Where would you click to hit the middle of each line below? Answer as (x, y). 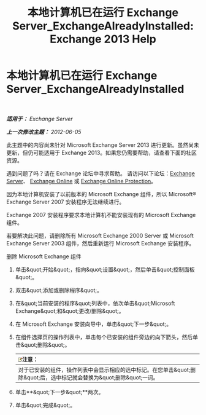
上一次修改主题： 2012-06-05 (44, 132)
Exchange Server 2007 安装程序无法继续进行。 (66, 202)
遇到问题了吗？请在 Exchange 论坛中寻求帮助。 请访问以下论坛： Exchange (101, 173)
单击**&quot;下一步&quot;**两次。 (59, 392)
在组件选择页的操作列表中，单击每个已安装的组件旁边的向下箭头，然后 (104, 337)
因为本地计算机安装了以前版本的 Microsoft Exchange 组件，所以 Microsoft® (101, 194)
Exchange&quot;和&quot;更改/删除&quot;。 (70, 310)
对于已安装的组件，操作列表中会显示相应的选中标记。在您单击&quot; (104, 370)
